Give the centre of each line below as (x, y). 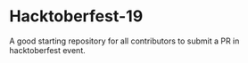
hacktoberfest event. (48, 50)
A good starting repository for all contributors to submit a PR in (124, 41)
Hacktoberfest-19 (76, 16)
